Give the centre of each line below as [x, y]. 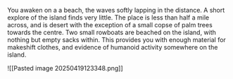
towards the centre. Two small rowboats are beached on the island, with [112, 32]
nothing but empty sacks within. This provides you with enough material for [117, 40]
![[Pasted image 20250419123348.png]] [65, 68]
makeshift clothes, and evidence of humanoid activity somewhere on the [113, 47]
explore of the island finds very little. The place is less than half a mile [108, 17]
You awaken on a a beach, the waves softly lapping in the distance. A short [116, 10]
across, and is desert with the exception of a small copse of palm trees [110, 25]
